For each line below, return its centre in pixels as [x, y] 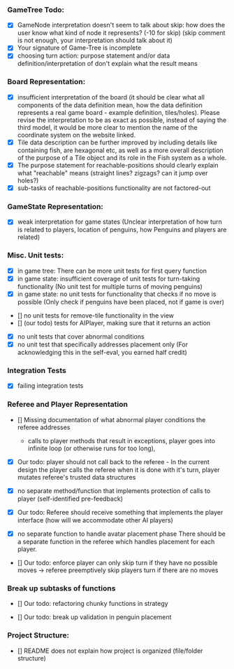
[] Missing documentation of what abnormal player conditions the [111, 419]
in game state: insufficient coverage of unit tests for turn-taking [109, 278]
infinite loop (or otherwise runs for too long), [92, 448]
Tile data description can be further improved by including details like [117, 142]
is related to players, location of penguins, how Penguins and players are [122, 230]
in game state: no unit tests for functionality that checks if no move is [117, 294]
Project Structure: [38, 635]
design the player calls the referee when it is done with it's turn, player [118, 469]
